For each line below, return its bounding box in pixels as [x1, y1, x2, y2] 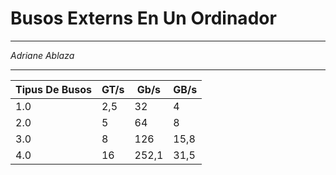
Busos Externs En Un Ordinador [10, 7, 277, 30]
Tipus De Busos [15, 82, 92, 96]
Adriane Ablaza [10, 49, 75, 61]
